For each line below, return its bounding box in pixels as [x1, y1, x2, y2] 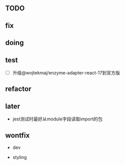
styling [12, 154, 27, 160]
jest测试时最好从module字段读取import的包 [12, 116, 103, 122]
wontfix [5, 131, 30, 140]
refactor [5, 85, 31, 93]
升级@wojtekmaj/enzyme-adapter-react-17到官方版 [12, 69, 120, 75]
